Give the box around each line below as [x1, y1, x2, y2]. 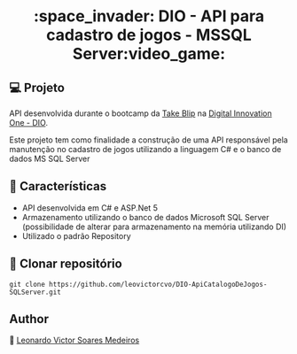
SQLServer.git [9, 288, 62, 296]
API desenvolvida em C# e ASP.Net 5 [21, 202, 158, 213]
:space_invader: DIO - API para [33, 6, 265, 27]
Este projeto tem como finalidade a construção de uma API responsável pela [9, 135, 288, 145]
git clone [9, 280, 46, 289]
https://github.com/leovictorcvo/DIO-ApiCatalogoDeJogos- [48, 280, 268, 289]
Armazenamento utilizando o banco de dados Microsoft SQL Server [21, 212, 270, 222]
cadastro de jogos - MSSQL [45, 25, 253, 45]
